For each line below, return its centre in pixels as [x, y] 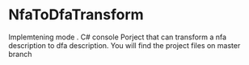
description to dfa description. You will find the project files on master [124, 45]
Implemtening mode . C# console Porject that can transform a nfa [118, 37]
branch [20, 54]
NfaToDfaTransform [76, 15]
